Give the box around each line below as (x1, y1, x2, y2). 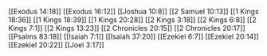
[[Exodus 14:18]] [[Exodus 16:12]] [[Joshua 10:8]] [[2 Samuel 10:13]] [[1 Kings (8, 7, 259, 16)
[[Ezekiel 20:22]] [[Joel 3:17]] (8, 40, 105, 50)
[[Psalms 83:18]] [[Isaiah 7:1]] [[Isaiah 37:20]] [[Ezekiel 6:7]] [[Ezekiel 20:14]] (8, 32, 259, 41)
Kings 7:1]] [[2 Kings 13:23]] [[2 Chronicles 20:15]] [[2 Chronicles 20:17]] (8, 24, 245, 32)
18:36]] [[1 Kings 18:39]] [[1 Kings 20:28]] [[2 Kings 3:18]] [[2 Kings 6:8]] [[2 (8, 15, 257, 24)
